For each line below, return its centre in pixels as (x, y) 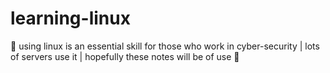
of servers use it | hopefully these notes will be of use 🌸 (125, 56)
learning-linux (70, 18)
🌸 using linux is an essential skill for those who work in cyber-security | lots (165, 46)
